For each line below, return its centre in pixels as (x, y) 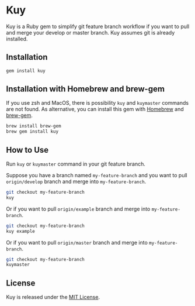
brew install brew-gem (34, 126)
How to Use (27, 150)
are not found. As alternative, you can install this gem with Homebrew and (95, 109)
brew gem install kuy (32, 132)
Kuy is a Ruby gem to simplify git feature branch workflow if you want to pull (98, 26)
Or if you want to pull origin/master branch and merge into (77, 242)
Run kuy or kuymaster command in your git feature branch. (76, 164)
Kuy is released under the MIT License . (53, 297)
